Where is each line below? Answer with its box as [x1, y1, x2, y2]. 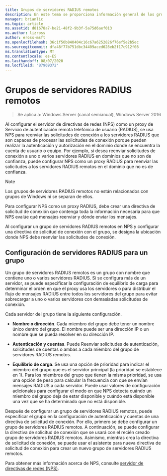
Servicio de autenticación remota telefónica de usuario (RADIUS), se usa [5, 127, 154, 133]
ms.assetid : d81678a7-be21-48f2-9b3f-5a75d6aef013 [5, 26, 112, 31]
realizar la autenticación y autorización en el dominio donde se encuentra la [5, 143, 161, 149]
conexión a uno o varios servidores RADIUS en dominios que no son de [5, 153, 152, 159]
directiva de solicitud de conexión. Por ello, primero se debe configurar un [5, 419, 158, 425]
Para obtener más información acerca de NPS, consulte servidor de [5, 460, 144, 466]
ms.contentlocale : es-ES [5, 53, 57, 59]
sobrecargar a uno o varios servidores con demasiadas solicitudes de [5, 296, 148, 302]
